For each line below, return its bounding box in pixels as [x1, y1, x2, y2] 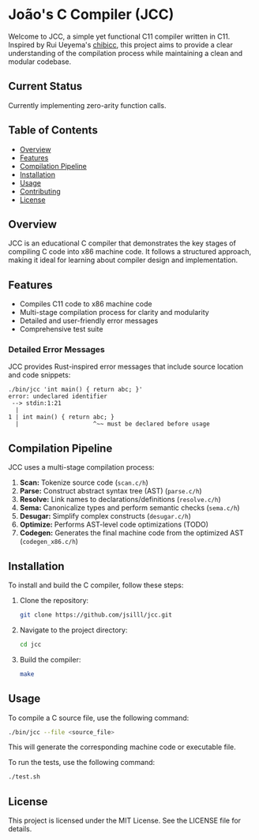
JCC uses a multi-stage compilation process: [8, 463, 155, 472]
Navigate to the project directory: [19, 625, 128, 635]
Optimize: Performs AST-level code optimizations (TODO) [19, 519, 209, 530]
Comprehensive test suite [19, 324, 103, 334]
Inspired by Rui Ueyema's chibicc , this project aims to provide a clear [8, 39, 233, 49]
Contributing [19, 186, 61, 196]
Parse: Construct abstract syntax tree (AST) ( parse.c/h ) [19, 486, 203, 496]
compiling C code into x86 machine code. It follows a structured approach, [8, 247, 252, 257]
